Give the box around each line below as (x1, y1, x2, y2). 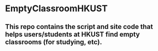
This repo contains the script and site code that (5, 23, 154, 31)
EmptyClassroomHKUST (5, 3, 108, 14)
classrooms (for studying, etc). (5, 38, 102, 46)
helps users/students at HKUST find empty (5, 30, 140, 38)
